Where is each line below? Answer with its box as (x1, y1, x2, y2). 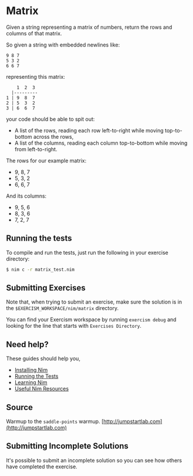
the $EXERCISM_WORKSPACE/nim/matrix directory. (6, 305, 119, 312)
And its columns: (6, 192, 47, 199)
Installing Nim (14, 367, 48, 374)
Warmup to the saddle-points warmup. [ (6, 418, 104, 425)
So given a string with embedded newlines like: (6, 41, 120, 48)
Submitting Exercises (6, 283, 86, 293)
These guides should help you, (6, 355, 81, 362)
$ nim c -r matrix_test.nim (6, 267, 75, 272)
